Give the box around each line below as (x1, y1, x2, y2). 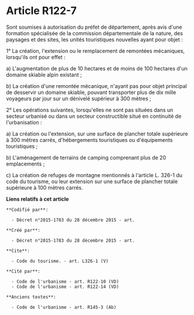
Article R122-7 (6, 4, 77, 18)
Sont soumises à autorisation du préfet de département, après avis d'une (6, 23, 183, 31)
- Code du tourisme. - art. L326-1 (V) (11, 258, 109, 264)
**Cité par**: (6, 268, 41, 274)
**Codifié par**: (6, 206, 49, 212)
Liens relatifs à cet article (6, 195, 69, 202)
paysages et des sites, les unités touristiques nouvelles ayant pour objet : (6, 36, 183, 43)
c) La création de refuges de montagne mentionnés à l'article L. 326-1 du (6, 171, 183, 178)
